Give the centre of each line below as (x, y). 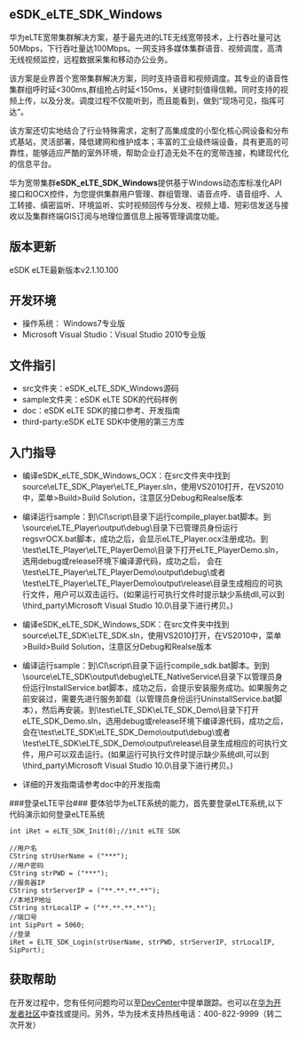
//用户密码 (27, 866)
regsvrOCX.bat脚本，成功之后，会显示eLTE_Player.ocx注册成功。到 (145, 539)
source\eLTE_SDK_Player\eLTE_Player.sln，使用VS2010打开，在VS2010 (153, 487)
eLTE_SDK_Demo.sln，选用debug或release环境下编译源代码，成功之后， (155, 721)
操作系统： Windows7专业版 (74, 323)
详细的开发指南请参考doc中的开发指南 (91, 785)
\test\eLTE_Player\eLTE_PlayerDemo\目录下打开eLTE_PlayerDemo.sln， (153, 550)
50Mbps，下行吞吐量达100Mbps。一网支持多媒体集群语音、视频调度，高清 (146, 48)
